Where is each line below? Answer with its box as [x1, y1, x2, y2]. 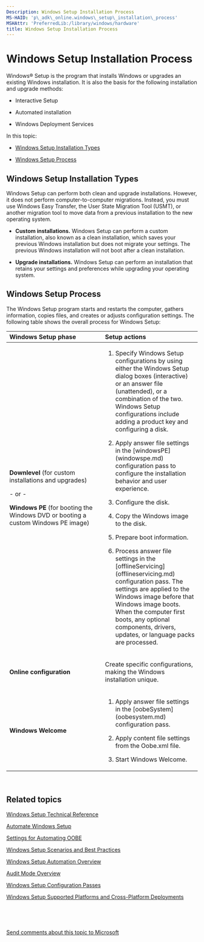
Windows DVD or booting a [9, 511, 87, 519]
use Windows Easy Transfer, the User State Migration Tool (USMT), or [6, 203, 182, 210]
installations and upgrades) [9, 476, 87, 484]
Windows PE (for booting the [9, 503, 93, 512]
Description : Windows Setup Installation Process [6, 9, 135, 15]
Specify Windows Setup [115, 349, 184, 357]
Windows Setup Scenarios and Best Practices [6, 846, 121, 853]
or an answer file [115, 379, 163, 388]
